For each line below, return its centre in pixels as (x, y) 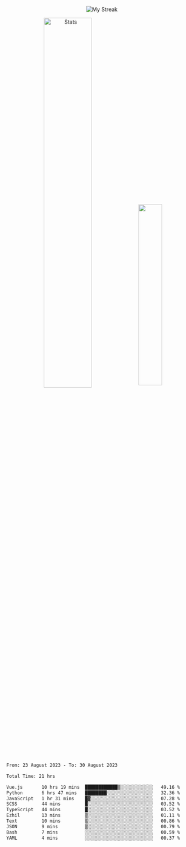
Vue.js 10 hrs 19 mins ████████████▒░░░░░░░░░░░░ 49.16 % (93, 787)
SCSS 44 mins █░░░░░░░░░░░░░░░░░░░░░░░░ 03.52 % (93, 804)
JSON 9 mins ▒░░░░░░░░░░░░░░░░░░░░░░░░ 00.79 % (93, 826)
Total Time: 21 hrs (31, 776)
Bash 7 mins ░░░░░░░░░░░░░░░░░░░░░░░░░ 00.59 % (93, 832)
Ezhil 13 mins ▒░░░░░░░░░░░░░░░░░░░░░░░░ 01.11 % (93, 815)
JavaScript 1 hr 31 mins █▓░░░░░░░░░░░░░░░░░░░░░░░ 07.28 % (93, 798)
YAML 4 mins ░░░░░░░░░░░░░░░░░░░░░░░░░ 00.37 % (93, 838)
